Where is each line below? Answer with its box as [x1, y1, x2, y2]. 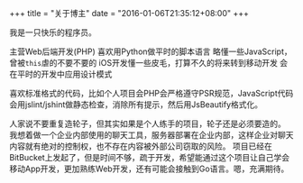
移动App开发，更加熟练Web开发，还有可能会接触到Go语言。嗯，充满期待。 [9, 163, 289, 174]
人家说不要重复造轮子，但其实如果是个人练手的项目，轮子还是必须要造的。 [9, 118, 286, 129]
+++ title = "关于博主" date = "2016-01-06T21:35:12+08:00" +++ [9, 8, 250, 18]
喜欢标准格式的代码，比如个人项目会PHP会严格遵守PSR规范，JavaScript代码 [9, 88, 294, 98]
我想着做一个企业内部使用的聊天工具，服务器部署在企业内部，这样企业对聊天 [9, 130, 294, 140]
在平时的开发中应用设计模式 [9, 69, 113, 79]
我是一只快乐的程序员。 [9, 27, 96, 38]
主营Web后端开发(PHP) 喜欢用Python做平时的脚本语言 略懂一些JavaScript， [9, 46, 292, 57]
